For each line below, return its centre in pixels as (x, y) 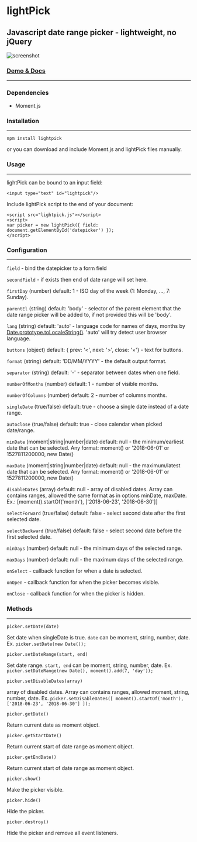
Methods (20, 609)
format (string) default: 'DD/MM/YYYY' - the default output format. (87, 361)
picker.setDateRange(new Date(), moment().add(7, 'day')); (80, 671)
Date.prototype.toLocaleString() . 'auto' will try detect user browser (87, 333)
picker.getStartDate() (34, 735)
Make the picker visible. (35, 789)
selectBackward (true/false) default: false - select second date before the (94, 530)
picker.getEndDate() (32, 757)
